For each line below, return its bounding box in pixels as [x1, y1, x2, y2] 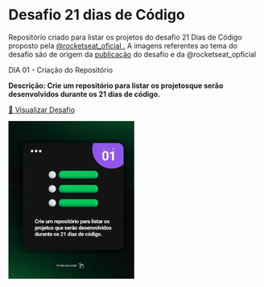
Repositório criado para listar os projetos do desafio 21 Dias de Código [8, 32, 243, 42]
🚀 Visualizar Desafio [8, 105, 75, 114]
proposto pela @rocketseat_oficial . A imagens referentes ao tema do [8, 40, 237, 50]
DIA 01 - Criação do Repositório [8, 64, 113, 74]
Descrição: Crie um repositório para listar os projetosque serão [8, 81, 224, 90]
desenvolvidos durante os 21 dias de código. [8, 89, 161, 98]
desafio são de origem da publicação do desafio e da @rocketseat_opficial [8, 49, 257, 59]
